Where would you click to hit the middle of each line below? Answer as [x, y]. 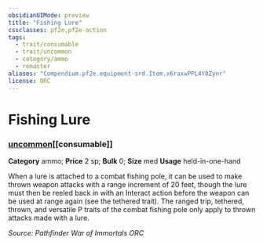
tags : [17, 37]
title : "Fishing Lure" [45, 23]
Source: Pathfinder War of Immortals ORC [76, 232]
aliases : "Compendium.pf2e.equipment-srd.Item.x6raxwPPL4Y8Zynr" [117, 74]
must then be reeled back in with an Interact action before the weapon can [129, 193]
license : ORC [29, 81]
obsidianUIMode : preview [49, 15]
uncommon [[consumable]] [60, 144]
